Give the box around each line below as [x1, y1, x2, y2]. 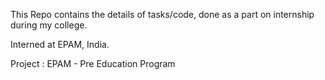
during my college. [10, 19, 88, 31]
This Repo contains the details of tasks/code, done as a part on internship [10, 9, 315, 20]
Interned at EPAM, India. [10, 39, 110, 50]
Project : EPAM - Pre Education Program [10, 58, 176, 69]
